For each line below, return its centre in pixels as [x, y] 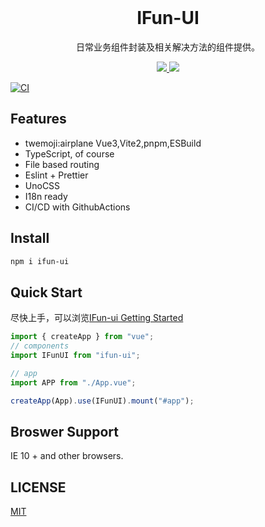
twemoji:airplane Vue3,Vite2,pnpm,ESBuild [113, 143]
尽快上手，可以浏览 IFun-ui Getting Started [97, 318]
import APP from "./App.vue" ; [73, 382]
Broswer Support [65, 431]
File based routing [62, 164]
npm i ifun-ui [40, 261]
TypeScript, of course [69, 153]
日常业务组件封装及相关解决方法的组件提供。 [168, 47]
